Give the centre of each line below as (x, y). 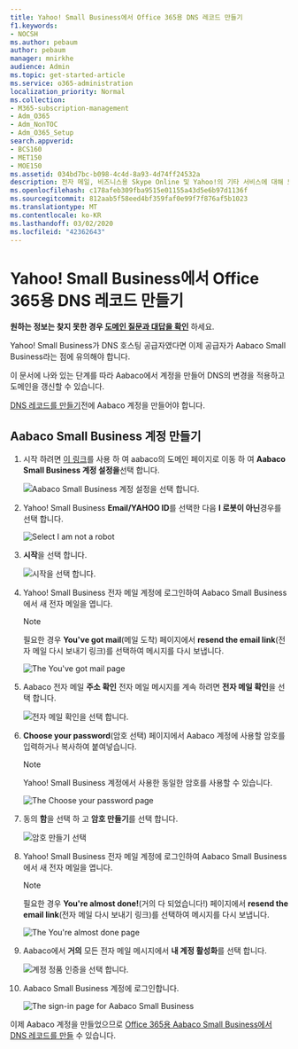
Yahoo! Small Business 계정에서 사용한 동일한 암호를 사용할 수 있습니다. (148, 783)
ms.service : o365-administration (72, 83)
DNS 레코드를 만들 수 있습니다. (63, 1036)
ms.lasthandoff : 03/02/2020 (62, 223)
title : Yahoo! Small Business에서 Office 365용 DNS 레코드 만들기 (126, 17)
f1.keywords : (34, 26)
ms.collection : (38, 100)
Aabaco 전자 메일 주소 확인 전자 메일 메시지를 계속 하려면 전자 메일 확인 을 (149, 687)
